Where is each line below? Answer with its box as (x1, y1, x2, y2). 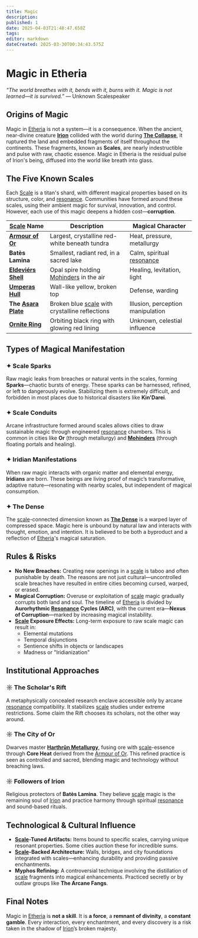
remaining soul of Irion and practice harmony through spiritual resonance (6, 797, 184, 804)
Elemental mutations (23, 630, 74, 637)
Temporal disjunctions (23, 636, 78, 643)
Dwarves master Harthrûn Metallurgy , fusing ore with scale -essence (6, 744, 175, 751)
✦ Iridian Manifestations (6, 455, 77, 464)
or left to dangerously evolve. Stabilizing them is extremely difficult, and (6, 388, 180, 395)
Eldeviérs (9, 266, 37, 274)
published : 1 (6, 19, 38, 25)
